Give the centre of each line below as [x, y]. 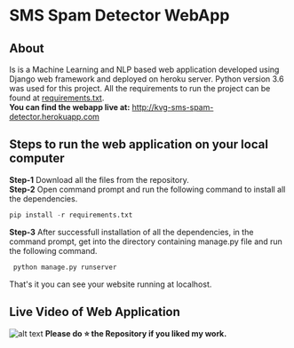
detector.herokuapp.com [55, 117]
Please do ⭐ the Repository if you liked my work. [136, 334]
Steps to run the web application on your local [139, 144]
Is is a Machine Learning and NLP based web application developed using [144, 69]
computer [37, 158]
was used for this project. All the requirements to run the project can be [140, 88]
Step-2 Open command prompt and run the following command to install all [147, 189]
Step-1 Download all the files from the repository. [99, 179]
